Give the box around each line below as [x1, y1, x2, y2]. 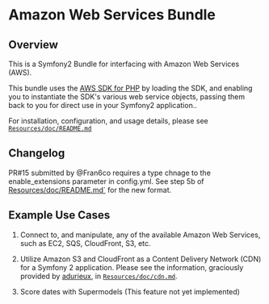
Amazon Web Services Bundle [8, 6, 216, 24]
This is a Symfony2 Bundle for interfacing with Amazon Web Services [8, 59, 240, 69]
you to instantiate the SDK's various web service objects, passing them [8, 92, 246, 102]
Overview [8, 38, 59, 52]
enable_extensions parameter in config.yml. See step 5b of [8, 176, 204, 186]
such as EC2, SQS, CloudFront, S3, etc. [19, 238, 151, 248]
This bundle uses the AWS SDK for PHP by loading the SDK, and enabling [8, 83, 253, 93]
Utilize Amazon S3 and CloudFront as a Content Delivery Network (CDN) [19, 254, 262, 264]
